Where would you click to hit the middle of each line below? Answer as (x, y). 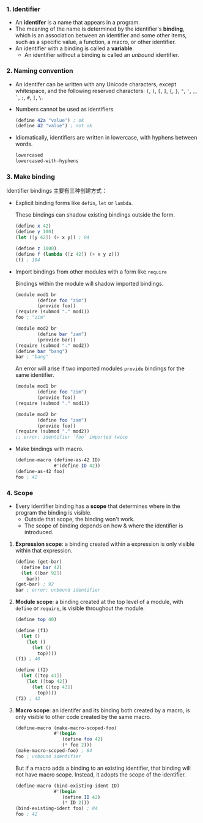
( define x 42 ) (33, 226)
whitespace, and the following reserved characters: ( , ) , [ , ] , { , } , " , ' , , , (106, 91)
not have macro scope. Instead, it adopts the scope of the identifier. (101, 774)
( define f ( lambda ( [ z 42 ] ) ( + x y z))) (67, 254)
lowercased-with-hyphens (47, 161)
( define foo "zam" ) (62, 420)
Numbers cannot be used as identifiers (64, 109)
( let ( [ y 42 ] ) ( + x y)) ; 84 (52, 237)
